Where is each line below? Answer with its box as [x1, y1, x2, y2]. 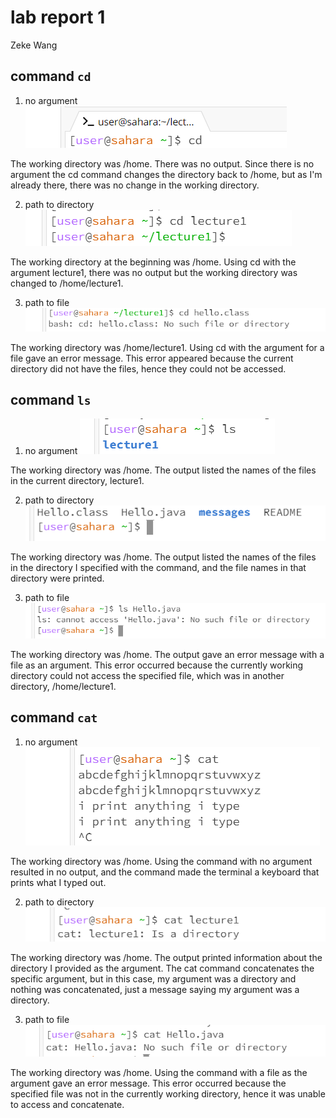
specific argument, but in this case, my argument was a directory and [10, 973, 297, 985]
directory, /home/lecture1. [10, 680, 117, 692]
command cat [10, 709, 98, 726]
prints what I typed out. [10, 876, 107, 888]
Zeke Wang [10, 39, 58, 51]
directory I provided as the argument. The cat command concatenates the [10, 962, 315, 975]
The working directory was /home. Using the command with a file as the [10, 1066, 308, 1078]
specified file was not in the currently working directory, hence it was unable [10, 1087, 326, 1100]
